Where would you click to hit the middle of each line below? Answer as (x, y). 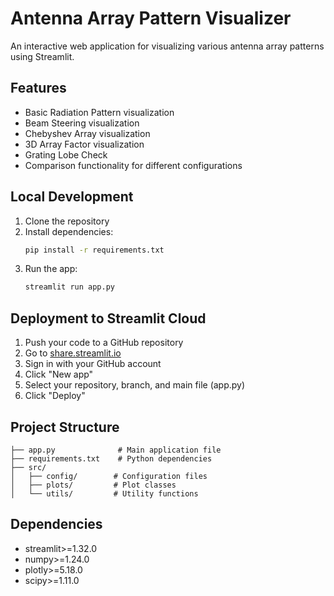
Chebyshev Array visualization (87, 133)
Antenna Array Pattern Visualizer (151, 18)
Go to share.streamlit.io (73, 353)
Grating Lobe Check (66, 154)
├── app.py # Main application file (116, 450)
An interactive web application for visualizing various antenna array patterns (167, 46)
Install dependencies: (69, 231)
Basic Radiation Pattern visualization (99, 112)
